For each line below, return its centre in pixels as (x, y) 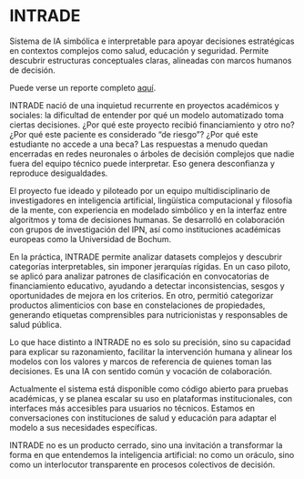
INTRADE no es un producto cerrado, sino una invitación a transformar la (146, 445)
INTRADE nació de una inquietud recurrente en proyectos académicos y (144, 105)
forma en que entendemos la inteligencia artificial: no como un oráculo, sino (152, 454)
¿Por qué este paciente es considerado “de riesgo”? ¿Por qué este (134, 134)
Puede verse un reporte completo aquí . (83, 87)
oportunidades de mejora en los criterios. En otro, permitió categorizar (142, 295)
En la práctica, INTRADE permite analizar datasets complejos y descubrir (146, 257)
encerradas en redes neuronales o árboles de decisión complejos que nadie (152, 153)
